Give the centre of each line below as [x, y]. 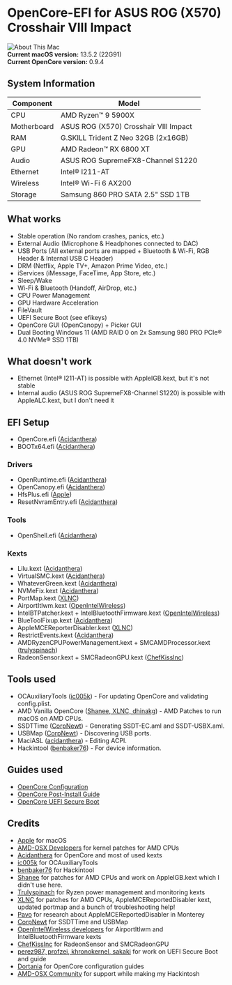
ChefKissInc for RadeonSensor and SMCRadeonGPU [93, 944]
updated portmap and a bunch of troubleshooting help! [96, 907]
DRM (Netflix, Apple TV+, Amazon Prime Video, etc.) [93, 266]
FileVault [30, 310]
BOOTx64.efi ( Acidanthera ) [56, 447]
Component [32, 103]
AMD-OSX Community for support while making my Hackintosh [108, 973]
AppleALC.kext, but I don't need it [65, 400]
